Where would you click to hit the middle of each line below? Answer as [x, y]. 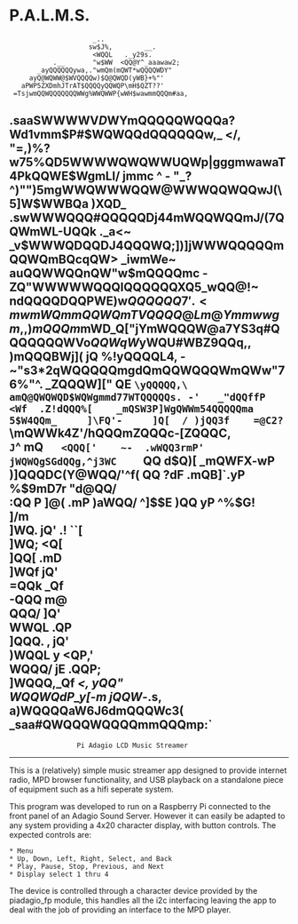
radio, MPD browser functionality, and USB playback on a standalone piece [146, 779]
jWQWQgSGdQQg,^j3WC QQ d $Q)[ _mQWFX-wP [142, 462]
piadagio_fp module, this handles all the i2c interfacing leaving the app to [143, 900]
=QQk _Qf [36, 586]
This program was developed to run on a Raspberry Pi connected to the [140, 806]
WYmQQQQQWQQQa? [171, 121]
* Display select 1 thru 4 [59, 874]
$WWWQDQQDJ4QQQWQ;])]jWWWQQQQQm [153, 246]
